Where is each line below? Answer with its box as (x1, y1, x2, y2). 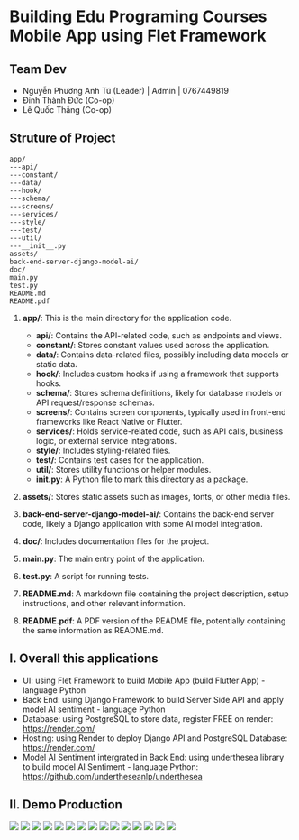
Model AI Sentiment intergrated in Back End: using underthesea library (22, 752, 285, 762)
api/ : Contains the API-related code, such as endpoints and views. (35, 329, 282, 340)
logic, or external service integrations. (35, 435, 177, 446)
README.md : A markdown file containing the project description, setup (22, 588, 290, 599)
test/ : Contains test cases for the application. (35, 454, 204, 466)
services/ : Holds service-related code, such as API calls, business (35, 426, 284, 437)
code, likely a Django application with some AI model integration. (22, 518, 263, 529)
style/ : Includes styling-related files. (35, 445, 171, 456)
